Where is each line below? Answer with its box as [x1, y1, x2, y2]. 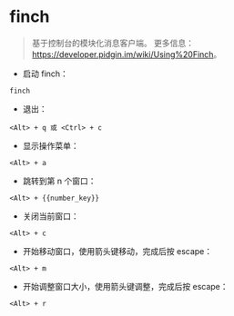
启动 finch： [22, 68, 68, 79]
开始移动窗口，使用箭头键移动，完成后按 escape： [22, 245, 213, 256]
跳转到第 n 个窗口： [22, 175, 97, 186]
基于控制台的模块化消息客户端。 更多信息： [31, 37, 194, 48]
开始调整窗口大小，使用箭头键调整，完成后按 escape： [22, 281, 229, 291]
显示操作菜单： [22, 140, 79, 151]
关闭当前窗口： [22, 211, 79, 222]
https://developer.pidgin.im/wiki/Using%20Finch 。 [31, 48, 222, 60]
